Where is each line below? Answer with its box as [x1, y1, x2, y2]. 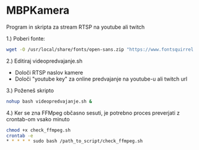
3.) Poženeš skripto [6, 87, 54, 94]
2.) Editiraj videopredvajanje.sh [6, 57, 82, 65]
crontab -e [6, 133, 33, 139]
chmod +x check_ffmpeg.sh [6, 127, 71, 133]
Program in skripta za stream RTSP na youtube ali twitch [6, 23, 145, 30]
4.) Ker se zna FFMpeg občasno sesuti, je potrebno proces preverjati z [6, 109, 180, 117]
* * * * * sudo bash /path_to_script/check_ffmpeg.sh [6, 138, 143, 144]
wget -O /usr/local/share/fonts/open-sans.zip [6, 46, 124, 53]
